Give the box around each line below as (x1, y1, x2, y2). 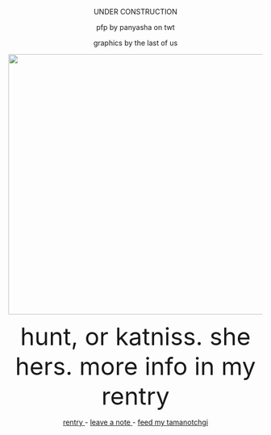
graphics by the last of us (93, 38, 178, 48)
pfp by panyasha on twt (96, 23, 175, 31)
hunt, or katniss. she (19, 321, 252, 352)
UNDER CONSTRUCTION (94, 7, 177, 16)
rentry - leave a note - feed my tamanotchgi (63, 417, 208, 427)
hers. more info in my (15, 351, 256, 382)
